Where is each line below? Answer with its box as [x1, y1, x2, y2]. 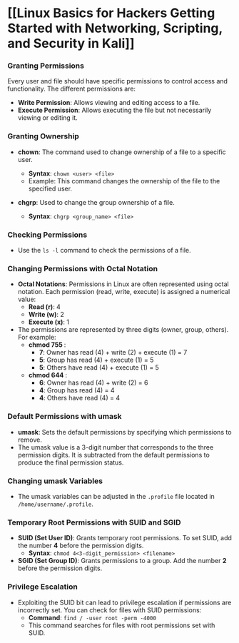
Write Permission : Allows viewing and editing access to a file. [17, 98, 200, 107]
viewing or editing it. [17, 113, 78, 122]
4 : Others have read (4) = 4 [39, 394, 120, 402]
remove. [17, 435, 43, 444]
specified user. [28, 184, 73, 193]
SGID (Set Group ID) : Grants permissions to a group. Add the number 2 [17, 557, 227, 565]
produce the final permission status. [17, 458, 124, 467]
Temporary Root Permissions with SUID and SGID [7, 517, 181, 527]
